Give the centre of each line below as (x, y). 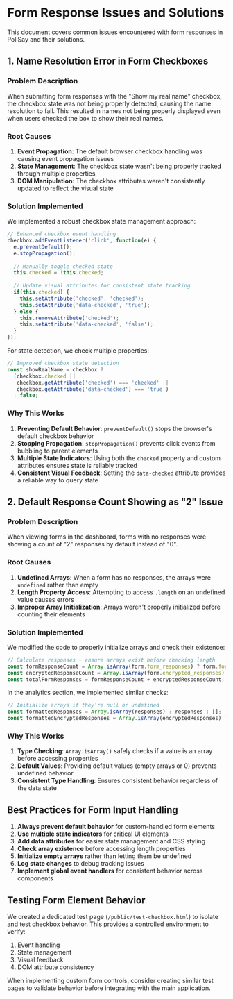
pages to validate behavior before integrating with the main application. (109, 988)
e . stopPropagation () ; (45, 253)
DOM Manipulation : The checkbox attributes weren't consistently (111, 181)
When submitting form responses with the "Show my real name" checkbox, (114, 96)
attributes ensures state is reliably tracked (77, 465)
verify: (16, 931)
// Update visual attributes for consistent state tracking (102, 286)
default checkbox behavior (55, 436)
